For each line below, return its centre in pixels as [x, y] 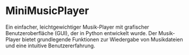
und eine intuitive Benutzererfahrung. [50, 46]
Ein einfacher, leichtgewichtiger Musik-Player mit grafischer [78, 27]
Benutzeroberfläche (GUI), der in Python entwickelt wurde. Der [81, 33]
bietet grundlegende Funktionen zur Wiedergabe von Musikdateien [103, 39]
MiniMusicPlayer [47, 11]
